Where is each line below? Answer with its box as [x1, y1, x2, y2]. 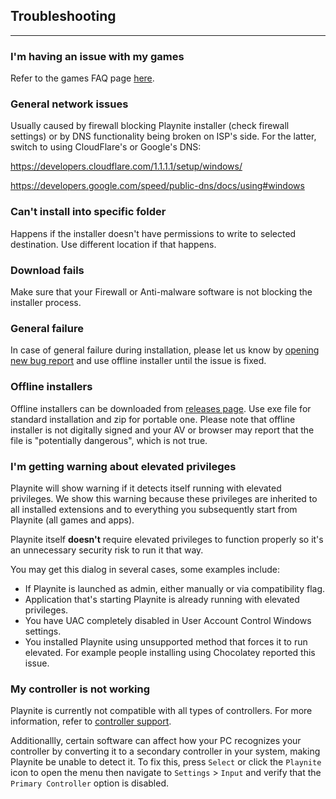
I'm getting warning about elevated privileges [10, 459, 237, 473]
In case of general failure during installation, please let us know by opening [10, 344, 320, 356]
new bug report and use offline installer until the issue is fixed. [10, 355, 267, 367]
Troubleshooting [10, 8, 117, 25]
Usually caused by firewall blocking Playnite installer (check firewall [10, 120, 290, 132]
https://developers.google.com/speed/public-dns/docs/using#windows [10, 180, 305, 192]
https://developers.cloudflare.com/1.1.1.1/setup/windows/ [10, 160, 243, 173]
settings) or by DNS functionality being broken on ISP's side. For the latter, [10, 130, 317, 143]
